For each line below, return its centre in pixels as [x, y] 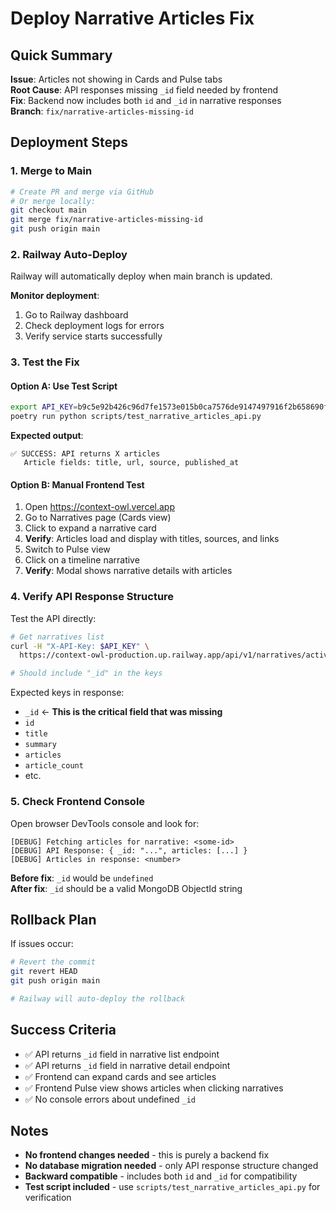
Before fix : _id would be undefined [82, 878]
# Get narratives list [57, 637]
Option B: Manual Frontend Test [77, 484]
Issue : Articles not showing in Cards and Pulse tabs [116, 79]
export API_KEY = [44, 407]
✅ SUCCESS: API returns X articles [85, 454]
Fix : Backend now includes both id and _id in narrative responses [146, 100]
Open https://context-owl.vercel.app [100, 507]
